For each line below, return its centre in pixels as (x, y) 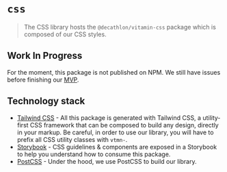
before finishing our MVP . (43, 79)
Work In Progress (45, 56)
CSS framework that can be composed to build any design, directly (124, 125)
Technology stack (46, 101)
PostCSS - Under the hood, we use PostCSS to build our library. (107, 161)
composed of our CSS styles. (65, 34)
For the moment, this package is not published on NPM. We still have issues (114, 72)
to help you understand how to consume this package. (94, 154)
